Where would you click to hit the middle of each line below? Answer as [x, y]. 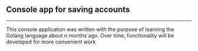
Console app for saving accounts [68, 10]
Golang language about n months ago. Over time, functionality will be [90, 35]
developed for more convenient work [51, 42]
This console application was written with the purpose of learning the [90, 29]
